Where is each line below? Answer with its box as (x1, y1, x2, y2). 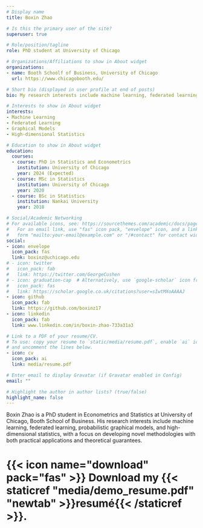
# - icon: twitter (6, 260, 53, 267)
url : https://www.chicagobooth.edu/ (11, 75, 104, 82)
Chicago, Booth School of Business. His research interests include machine (6, 418, 194, 425)
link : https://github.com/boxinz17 (11, 306, 101, 312)
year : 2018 (17, 204, 45, 210)
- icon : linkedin (6, 311, 50, 317)
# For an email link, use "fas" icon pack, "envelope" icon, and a (6, 226, 185, 232)
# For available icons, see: (6, 221, 80, 227)
